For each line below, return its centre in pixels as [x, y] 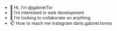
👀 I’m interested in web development [47, 13]
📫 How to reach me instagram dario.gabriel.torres [61, 23]
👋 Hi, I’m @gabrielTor [31, 8]
